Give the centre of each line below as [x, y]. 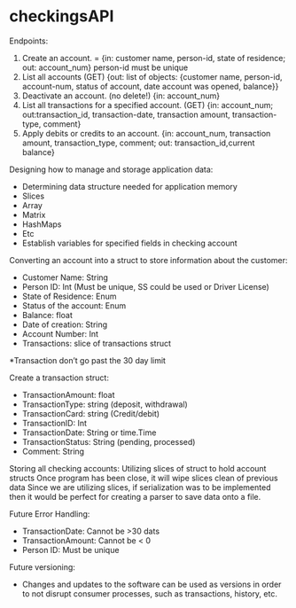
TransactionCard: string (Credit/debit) [91, 413]
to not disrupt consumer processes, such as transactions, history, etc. [149, 593]
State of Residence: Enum [69, 296]
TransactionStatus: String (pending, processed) [109, 441]
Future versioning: [42, 567]
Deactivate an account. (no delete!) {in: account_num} [121, 96]
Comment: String [53, 451]
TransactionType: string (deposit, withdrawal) [105, 404]
